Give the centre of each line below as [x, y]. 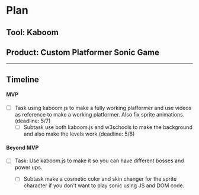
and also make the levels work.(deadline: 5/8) [79, 134]
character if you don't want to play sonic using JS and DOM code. [104, 185]
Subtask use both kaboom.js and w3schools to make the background [108, 127]
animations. [170, 115]
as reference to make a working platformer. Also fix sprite [85, 115]
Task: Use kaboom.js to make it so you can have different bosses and [99, 161]
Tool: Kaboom [33, 32]
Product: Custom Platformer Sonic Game [83, 52]
